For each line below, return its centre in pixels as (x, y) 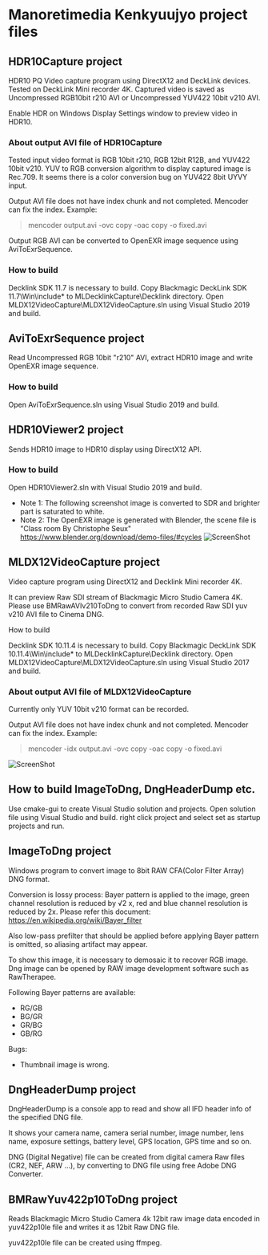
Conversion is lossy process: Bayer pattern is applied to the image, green (129, 894)
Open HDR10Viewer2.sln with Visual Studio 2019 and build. (105, 487)
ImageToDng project (60, 851)
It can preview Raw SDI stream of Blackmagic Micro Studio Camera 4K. (126, 597)
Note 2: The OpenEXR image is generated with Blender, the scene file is (138, 520)
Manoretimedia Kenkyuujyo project (128, 15)
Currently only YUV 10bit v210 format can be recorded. (99, 709)
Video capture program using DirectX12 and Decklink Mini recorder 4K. (125, 581)
